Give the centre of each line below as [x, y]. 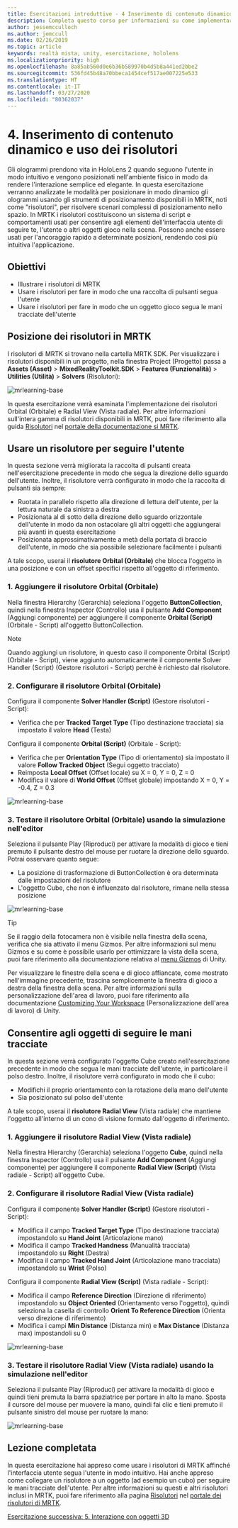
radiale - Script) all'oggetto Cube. [56, 1175]
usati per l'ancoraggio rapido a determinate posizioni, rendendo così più [113, 237]
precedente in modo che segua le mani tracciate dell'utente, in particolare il [118, 1069]
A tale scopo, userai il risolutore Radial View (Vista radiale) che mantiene [114, 1111]
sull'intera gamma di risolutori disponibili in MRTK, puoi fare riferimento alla [117, 418]
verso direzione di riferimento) [62, 1318]
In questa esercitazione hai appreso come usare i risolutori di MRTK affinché [119, 1465]
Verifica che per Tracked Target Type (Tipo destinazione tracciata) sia [121, 722]
